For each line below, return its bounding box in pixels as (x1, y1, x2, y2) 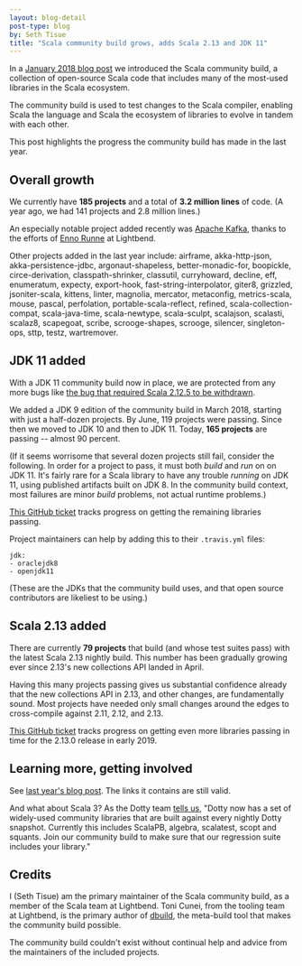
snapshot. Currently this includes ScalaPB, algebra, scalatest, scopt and (9, 822, 277, 832)
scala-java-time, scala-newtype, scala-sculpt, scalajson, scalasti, (41, 308, 285, 319)
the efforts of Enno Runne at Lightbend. (9, 233, 156, 244)
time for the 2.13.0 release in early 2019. (9, 735, 158, 746)
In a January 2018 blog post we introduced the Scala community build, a (9, 63, 278, 74)
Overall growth (9, 172, 95, 188)
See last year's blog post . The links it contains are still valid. (9, 785, 232, 795)
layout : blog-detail (9, 13, 87, 23)
